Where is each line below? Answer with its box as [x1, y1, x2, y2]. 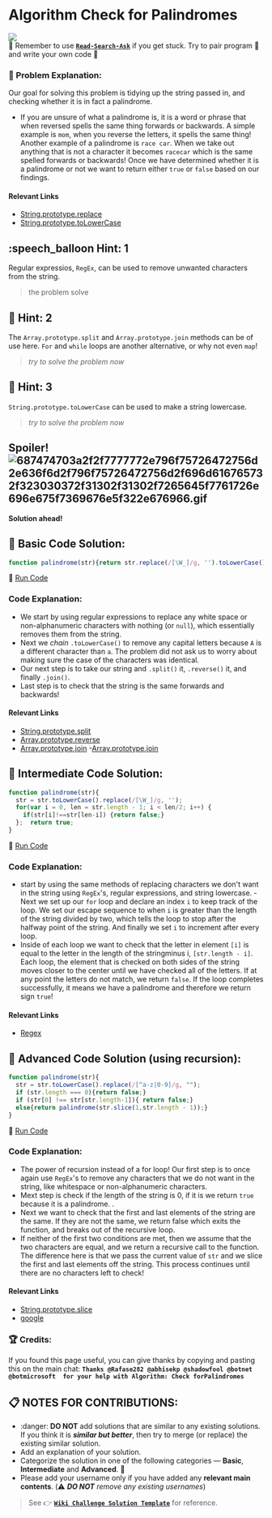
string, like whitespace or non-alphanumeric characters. [19, 1181, 208, 1191]
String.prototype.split [19, 726, 91, 735]
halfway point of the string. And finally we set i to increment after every [19, 923, 260, 933]
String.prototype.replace [19, 209, 103, 219]
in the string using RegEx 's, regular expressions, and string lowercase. [19, 888, 253, 898]
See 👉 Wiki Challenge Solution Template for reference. [28, 1498, 219, 1507]
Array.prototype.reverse [19, 735, 100, 744]
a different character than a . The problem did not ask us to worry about [19, 646, 257, 656]
